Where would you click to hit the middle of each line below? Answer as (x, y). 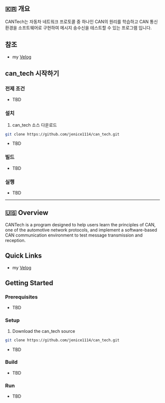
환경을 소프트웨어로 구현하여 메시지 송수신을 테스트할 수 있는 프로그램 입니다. (79, 27)
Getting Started (29, 283)
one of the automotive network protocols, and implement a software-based (81, 230)
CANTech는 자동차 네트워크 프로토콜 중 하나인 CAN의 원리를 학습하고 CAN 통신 (82, 22)
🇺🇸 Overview (27, 213)
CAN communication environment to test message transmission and (74, 235)
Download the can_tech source (43, 331)
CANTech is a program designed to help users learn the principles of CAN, (80, 224)
